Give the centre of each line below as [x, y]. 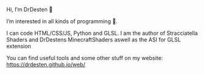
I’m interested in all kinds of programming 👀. [62, 21]
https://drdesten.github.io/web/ [46, 65]
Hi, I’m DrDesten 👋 [30, 9]
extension [19, 46]
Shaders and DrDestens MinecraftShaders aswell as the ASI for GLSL [94, 39]
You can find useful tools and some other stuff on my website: [85, 58]
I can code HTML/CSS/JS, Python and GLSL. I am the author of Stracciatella [102, 33]
